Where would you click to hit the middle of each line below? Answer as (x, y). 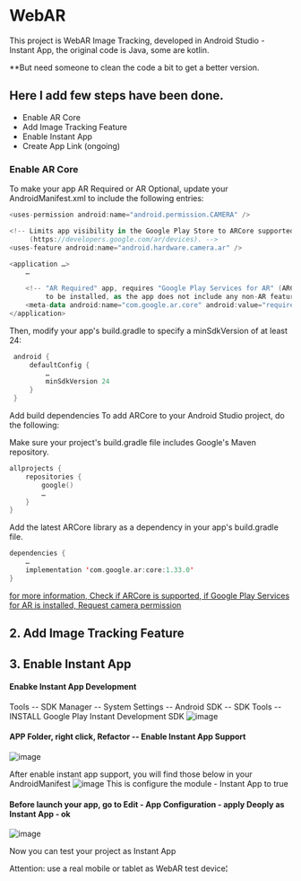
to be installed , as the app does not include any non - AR (156, 297)
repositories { (54, 477)
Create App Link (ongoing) (71, 145)
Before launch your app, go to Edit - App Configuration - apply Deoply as (147, 804)
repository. (29, 452)
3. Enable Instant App (70, 664)
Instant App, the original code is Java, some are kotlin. (109, 49)
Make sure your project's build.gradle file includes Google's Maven (133, 443)
